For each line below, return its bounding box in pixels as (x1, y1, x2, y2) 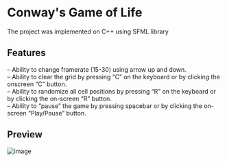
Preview (7, 129, 43, 141)
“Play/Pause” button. (27, 109, 87, 117)
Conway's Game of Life (7, 5, 143, 21)
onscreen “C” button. (7, 80, 67, 88)
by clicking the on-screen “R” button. (7, 94, 112, 103)
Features (7, 47, 46, 59)
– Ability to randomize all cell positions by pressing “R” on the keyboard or (7, 87, 216, 95)
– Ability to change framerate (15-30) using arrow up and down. (7, 65, 187, 73)
